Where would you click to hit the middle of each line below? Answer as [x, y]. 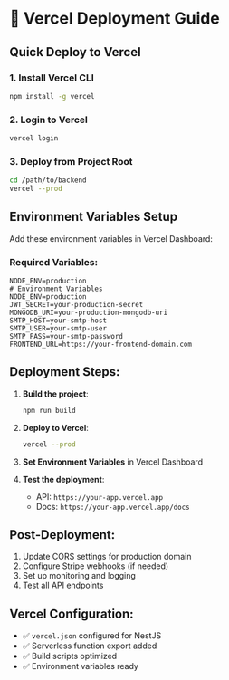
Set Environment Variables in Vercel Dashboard [113, 462]
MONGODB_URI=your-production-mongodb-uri [89, 313]
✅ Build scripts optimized [70, 656]
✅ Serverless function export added [90, 646]
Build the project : [55, 394]
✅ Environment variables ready [80, 666]
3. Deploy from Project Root [71, 161]
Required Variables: [53, 262]
